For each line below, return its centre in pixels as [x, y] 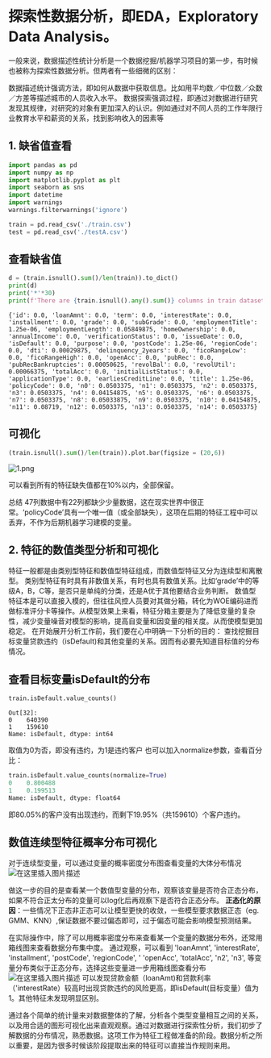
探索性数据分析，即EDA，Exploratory [133, 17]
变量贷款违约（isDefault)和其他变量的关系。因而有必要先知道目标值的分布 [137, 641]
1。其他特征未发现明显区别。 [56, 998]
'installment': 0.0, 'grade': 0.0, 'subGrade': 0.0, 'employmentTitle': [133, 322]
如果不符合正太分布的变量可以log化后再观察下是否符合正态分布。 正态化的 [131, 901]
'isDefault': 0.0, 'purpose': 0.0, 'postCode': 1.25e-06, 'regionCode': [133, 344]
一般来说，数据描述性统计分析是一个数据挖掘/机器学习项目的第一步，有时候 [133, 60]
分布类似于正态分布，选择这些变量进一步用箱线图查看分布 [110, 968]
